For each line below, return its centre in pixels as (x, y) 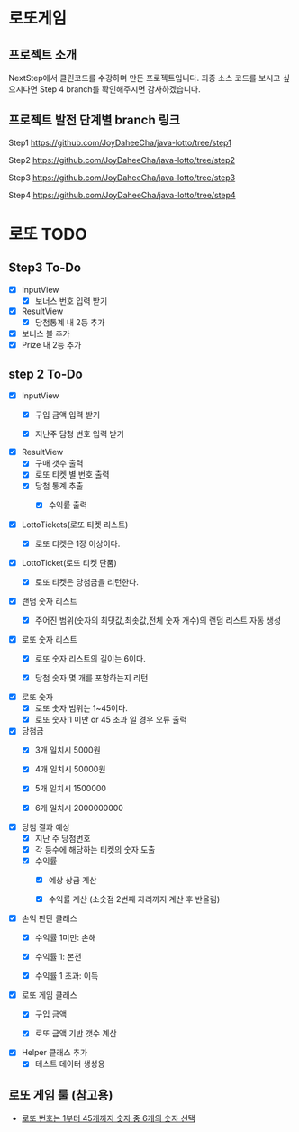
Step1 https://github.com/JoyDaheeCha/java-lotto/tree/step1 (120, 142)
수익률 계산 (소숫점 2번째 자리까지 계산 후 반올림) (134, 899)
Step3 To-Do (45, 268)
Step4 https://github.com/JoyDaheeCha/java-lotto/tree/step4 (122, 195)
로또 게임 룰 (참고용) (61, 1095)
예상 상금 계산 (72, 880)
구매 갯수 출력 (59, 463)
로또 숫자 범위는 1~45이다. (81, 708)
